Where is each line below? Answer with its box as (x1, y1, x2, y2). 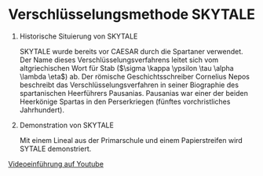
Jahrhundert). (19, 104, 65, 115)
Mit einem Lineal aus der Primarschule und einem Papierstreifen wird (19, 135, 243, 145)
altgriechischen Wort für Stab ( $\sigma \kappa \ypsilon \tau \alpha (19, 63, 234, 72)
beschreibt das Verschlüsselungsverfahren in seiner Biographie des (19, 80, 239, 90)
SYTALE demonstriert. (19, 144, 92, 153)
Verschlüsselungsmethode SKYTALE (8, 5, 256, 24)
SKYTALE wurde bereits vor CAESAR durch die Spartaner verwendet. (19, 46, 243, 56)
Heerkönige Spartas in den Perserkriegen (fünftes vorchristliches (19, 97, 231, 106)
